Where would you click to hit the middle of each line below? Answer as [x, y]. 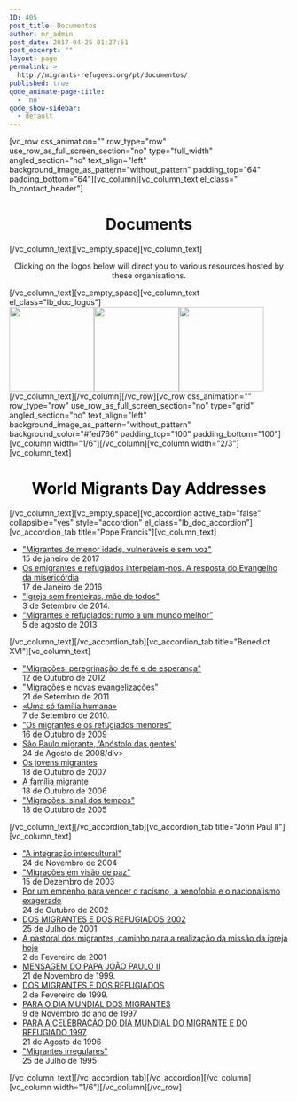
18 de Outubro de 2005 [64, 809]
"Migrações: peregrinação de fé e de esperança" [112, 668]
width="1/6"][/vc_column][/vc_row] [117, 1087]
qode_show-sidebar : [45, 108]
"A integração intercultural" [72, 853]
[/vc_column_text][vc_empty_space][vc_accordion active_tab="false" [135, 513]
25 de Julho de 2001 [59, 929]
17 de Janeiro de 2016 [62, 587]
